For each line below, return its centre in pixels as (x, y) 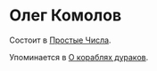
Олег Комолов (66, 16)
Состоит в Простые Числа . (60, 40)
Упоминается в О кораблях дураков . (79, 57)
